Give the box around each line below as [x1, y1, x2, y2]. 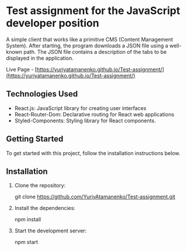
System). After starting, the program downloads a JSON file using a [6, 42, 168, 49]
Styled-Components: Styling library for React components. [14, 117, 156, 124]
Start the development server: [14, 227, 87, 235]
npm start [14, 239, 38, 246]
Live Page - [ [6, 66, 37, 73]
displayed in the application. [6, 54, 74, 61]
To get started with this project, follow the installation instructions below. [6, 149, 181, 156]
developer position [6, 16, 99, 30]
